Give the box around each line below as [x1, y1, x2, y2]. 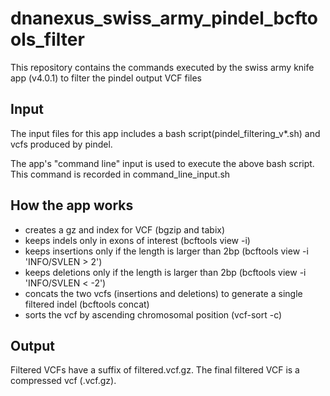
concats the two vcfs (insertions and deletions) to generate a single [24, 287, 303, 299]
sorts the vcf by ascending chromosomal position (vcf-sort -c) [24, 308, 283, 321]
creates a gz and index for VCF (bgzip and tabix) [24, 223, 226, 236]
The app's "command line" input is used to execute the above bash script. [10, 157, 315, 169]
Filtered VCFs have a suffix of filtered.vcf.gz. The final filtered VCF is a [10, 364, 300, 376]
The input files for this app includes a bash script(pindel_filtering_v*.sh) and [10, 127, 321, 139]
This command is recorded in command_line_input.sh [10, 168, 231, 180]
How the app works [10, 197, 134, 214]
